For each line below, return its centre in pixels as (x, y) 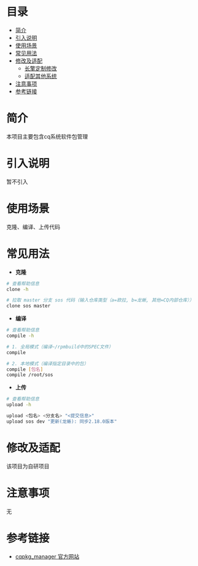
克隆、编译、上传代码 (33, 227)
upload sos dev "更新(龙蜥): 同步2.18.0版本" (62, 421)
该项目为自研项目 (28, 466)
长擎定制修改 (40, 68)
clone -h (17, 289)
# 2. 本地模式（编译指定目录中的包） (48, 364)
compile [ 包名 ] (25, 369)
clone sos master (29, 306)
